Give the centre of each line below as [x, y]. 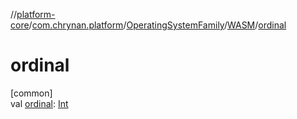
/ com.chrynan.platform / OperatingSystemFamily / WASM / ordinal [157, 25]
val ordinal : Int [39, 103]
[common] [31, 93]
